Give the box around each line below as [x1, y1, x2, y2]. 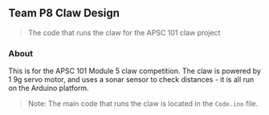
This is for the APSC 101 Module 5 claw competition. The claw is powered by [8, 66, 261, 76]
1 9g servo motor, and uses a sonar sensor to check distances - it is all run [8, 75, 255, 84]
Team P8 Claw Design [8, 6, 120, 20]
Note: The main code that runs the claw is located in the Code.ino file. [27, 99, 259, 109]
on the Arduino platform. [8, 84, 90, 93]
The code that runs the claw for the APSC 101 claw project [27, 27, 221, 37]
